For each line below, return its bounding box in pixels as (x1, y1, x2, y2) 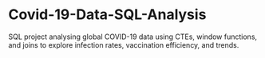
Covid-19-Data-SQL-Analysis (8, 6, 207, 24)
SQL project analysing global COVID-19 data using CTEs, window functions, (8, 32, 258, 41)
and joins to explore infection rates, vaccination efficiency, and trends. (8, 40, 239, 49)
